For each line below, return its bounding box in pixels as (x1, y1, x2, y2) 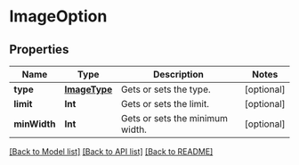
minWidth (13, 118, 56, 130)
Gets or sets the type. (120, 83, 211, 95)
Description (152, 69, 205, 80)
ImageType (64, 83, 113, 95)
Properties (9, 42, 69, 57)
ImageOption (9, 6, 108, 27)
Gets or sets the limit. (120, 98, 209, 110)
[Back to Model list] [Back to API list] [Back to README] (9, 146, 214, 157)
